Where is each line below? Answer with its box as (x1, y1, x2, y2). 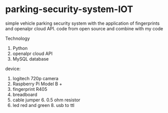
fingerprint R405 (12, 86, 48, 92)
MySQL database (12, 55, 49, 62)
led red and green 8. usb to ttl (12, 102, 75, 108)
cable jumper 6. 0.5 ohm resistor (12, 97, 80, 103)
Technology (5, 35, 30, 41)
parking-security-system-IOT (5, 4, 133, 15)
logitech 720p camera (12, 75, 59, 81)
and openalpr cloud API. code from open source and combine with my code (5, 25, 163, 31)
